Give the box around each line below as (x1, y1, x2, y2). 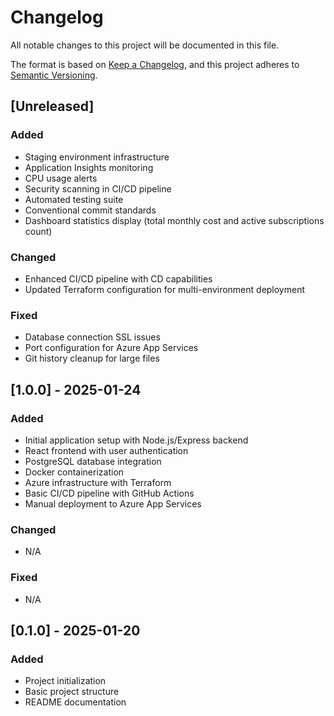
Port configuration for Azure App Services (24, 342, 199, 354)
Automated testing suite (24, 193, 124, 205)
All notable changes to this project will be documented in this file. (10, 39, 280, 51)
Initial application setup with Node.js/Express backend (24, 434, 249, 446)
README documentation (24, 696, 127, 708)
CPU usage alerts (24, 172, 98, 184)
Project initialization (24, 675, 107, 687)
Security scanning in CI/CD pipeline (24, 182, 172, 195)
